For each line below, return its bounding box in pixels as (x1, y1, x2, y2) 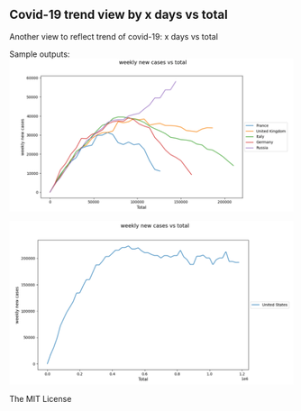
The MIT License (9, 394, 72, 405)
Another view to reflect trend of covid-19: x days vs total (9, 31, 219, 41)
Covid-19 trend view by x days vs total (9, 7, 228, 23)
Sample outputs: (9, 49, 70, 59)
